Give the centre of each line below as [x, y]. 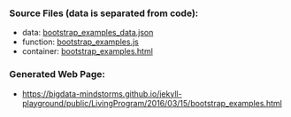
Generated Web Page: [57, 74]
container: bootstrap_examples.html [87, 51]
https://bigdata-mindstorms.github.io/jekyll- [102, 94]
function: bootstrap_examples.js [80, 42]
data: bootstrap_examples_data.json [88, 33]
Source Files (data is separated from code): [104, 13]
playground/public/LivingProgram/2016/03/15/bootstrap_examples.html [152, 103]
